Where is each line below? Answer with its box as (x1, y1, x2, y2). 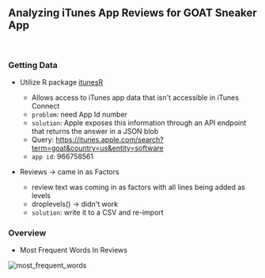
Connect (31, 101, 60, 111)
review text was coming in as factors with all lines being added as (31, 182, 245, 192)
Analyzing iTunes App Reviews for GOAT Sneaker (8, 6, 257, 20)
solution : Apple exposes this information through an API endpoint (31, 118, 247, 128)
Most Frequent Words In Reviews (19, 246, 128, 255)
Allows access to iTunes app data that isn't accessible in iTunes (31, 93, 240, 102)
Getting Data (8, 59, 58, 70)
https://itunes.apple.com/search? (55, 135, 165, 145)
